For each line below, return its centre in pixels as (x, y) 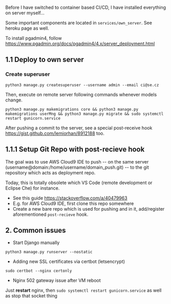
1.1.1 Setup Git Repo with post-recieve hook (75, 149)
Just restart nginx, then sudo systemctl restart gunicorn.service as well (83, 290)
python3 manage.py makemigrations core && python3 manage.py (72, 109)
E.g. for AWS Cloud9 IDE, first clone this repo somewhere (73, 203)
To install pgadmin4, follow (34, 38)
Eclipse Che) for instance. (33, 188)
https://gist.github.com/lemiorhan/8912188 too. (55, 133)
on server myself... (25, 13)
